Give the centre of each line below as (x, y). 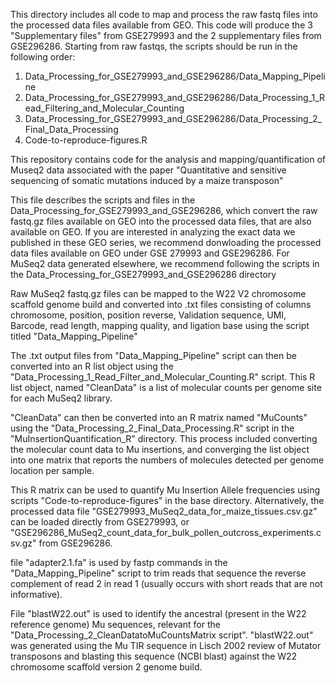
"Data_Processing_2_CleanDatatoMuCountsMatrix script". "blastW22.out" (162, 635)
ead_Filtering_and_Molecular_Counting (104, 108)
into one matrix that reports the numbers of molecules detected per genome (167, 460)
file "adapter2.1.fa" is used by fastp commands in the (119, 562)
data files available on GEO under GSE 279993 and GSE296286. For (150, 253)
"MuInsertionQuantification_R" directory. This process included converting (164, 438)
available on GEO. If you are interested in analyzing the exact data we (153, 232)
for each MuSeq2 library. (61, 398)
